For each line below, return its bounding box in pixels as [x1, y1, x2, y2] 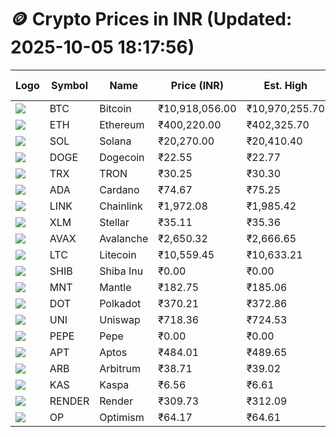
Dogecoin [99, 150, 145, 164]
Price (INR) [170, 78, 225, 92]
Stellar [99, 215, 130, 229]
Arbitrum [99, 361, 141, 375]
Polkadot [99, 296, 142, 310]
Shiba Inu [99, 264, 144, 278]
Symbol [51, 78, 88, 92]
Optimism [99, 410, 145, 424]
